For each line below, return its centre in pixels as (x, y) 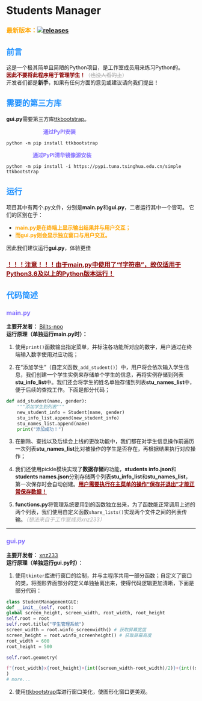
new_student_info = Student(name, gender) (71, 412)
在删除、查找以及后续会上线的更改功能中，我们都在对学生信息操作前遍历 (104, 441)
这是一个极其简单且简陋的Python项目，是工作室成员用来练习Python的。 (95, 67)
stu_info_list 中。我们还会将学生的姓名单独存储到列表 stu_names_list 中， (105, 382)
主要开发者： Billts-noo (35, 327)
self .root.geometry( (32, 657)
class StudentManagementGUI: (43, 602)
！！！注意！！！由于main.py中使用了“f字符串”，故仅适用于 (94, 265)
